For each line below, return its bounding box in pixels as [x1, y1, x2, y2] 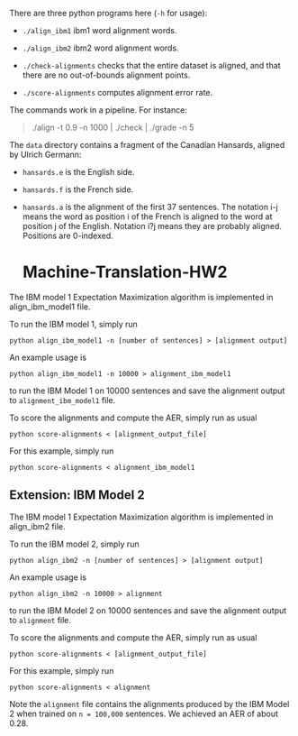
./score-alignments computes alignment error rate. [22, 87, 213, 97]
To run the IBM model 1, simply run [9, 318, 138, 329]
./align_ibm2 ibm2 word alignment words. [22, 42, 179, 53]
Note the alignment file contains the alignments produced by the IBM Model [9, 698, 290, 709]
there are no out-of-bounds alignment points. [22, 69, 191, 80]
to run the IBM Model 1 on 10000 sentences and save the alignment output [9, 385, 285, 396]
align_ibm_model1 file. [9, 301, 92, 312]
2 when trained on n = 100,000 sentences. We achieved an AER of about [9, 708, 279, 719]
